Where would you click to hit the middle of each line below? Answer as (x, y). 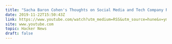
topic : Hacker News (26, 29)
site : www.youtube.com (29, 24)
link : (11, 19)
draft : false (19, 33)
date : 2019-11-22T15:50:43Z (35, 15)
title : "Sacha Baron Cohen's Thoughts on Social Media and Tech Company (84, 10)
